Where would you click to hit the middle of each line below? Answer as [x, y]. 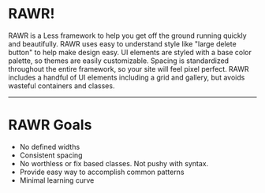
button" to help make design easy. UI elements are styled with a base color [130, 52]
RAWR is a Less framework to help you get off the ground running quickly [127, 35]
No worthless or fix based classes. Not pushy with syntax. [114, 163]
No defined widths [50, 147]
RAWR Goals [50, 125]
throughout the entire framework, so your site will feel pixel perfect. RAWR [129, 69]
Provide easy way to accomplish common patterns [102, 172]
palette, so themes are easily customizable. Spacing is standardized [119, 61]
